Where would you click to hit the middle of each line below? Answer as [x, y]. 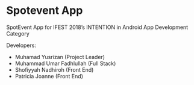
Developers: [21, 45]
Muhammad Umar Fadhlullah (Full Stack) [65, 63]
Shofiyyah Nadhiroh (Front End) [54, 69]
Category [18, 33]
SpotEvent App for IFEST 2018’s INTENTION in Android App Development [97, 27]
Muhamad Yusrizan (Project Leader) [60, 57]
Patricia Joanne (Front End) [49, 76]
